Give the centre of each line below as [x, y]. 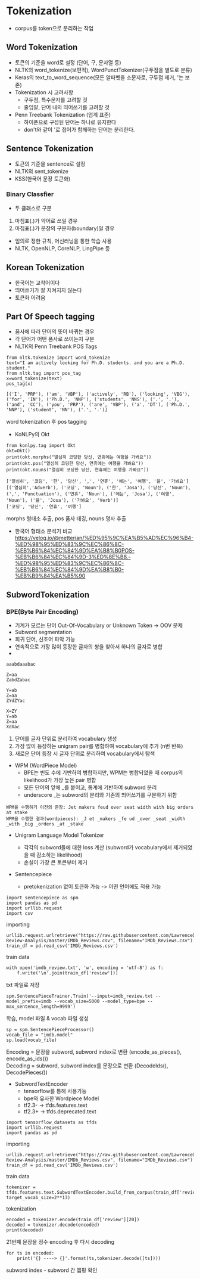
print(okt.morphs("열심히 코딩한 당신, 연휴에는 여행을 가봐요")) [79, 457]
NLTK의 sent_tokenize [41, 171]
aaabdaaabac [21, 665]
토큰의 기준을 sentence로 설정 [50, 164]
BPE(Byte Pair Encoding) [43, 611]
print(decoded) [25, 1230]
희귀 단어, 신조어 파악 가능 [45, 639]
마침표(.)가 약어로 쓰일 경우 [46, 221]
